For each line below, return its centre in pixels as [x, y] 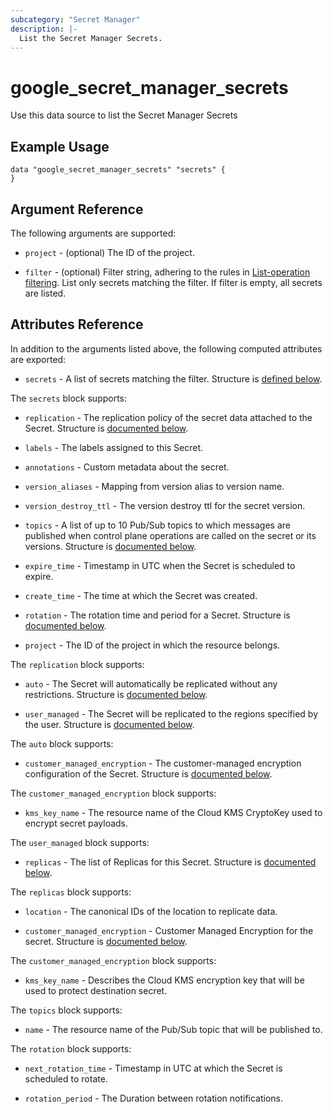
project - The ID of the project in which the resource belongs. [152, 645]
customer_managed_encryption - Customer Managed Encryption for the [169, 930]
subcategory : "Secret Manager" [75, 19]
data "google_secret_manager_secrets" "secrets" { [118, 170]
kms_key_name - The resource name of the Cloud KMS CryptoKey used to [173, 812]
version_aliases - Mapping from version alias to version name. [154, 486]
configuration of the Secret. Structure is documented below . [148, 773]
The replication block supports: [77, 664]
